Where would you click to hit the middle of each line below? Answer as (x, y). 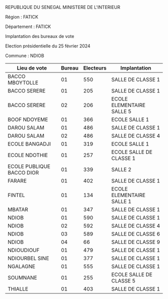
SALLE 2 (121, 169)
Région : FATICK (22, 17)
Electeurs (95, 68)
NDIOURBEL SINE (28, 258)
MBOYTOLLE (23, 83)
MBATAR (18, 209)
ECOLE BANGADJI (29, 144)
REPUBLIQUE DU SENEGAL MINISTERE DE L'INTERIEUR (63, 7)
